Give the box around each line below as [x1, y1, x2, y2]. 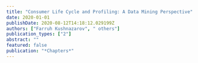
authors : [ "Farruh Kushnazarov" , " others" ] [6, 25, 120, 32]
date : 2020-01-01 [6, 14, 50, 20]
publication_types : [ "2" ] [6, 31, 71, 37]
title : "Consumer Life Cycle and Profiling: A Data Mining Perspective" [6, 8, 193, 15]
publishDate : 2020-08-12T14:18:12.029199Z [6, 20, 115, 26]
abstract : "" [6, 37, 39, 43]
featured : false [6, 43, 47, 49]
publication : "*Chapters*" [6, 48, 74, 54]
